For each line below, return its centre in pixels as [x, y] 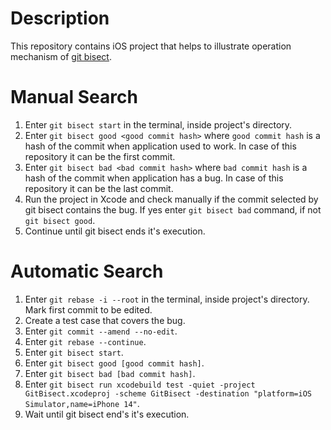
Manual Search [74, 97]
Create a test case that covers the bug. [105, 320]
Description [60, 18]
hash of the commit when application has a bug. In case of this [154, 178]
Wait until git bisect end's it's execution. [107, 414]
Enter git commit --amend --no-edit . [101, 331]
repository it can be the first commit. [100, 156]
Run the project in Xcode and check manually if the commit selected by [171, 199]
